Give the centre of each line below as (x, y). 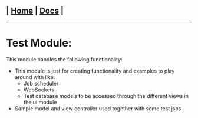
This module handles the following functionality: (64, 59)
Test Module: (39, 43)
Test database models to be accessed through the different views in (106, 96)
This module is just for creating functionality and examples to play (95, 71)
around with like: (35, 77)
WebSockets (39, 90)
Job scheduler (41, 83)
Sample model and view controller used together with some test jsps (98, 108)
